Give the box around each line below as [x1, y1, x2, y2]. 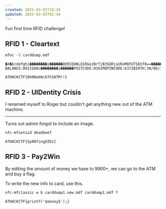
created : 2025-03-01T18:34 [5, 7, 61, 12]
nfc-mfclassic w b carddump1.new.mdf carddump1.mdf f [5, 190, 119, 195]
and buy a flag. [5, 171, 36, 177]
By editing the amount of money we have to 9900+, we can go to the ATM [5, 166, 156, 171]
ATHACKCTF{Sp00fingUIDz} [5, 139, 56, 144]
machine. [5, 107, 24, 112]
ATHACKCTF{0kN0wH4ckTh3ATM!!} [5, 75, 68, 80]
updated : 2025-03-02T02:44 [5, 12, 61, 17]
